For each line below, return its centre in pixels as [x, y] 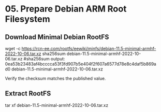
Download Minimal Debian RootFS [57, 37]
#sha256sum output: [44, 59]
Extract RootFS [28, 93]
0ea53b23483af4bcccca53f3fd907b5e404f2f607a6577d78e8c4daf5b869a [80, 64]
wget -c [13, 49]
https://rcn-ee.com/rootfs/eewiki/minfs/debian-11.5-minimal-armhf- [89, 49]
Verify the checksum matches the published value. [56, 78]
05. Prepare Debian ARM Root [66, 9]
